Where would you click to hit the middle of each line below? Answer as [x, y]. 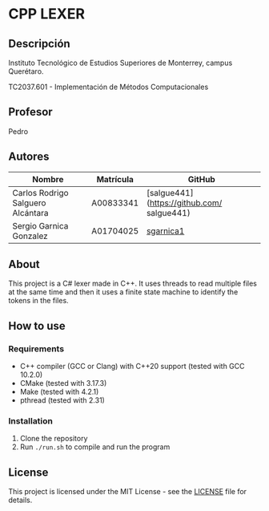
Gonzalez [30, 236]
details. [20, 500]
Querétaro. [26, 71]
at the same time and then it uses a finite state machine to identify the [123, 292]
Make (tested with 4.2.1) [59, 392]
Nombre [48, 179]
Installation [31, 421]
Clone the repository [54, 439]
